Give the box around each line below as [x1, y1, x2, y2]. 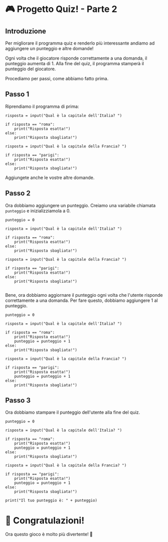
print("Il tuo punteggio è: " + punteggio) [5, 498, 98, 503]
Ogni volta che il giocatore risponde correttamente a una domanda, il [5, 55, 147, 61]
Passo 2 [5, 189, 31, 198]
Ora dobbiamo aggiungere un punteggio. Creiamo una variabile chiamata [5, 202, 156, 208]
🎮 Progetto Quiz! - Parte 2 [5, 4, 117, 15]
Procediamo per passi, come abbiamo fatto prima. [5, 76, 109, 81]
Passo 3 [5, 396, 31, 405]
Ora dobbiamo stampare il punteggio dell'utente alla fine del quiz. [5, 409, 140, 416]
